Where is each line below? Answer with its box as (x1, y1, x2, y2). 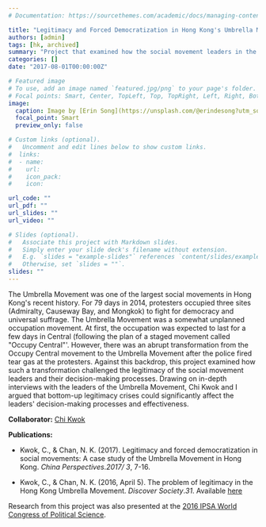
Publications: (8, 429, 53, 439)
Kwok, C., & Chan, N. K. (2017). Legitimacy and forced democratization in (19, 445, 258, 455)
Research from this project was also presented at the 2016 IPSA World (8, 501, 237, 510)
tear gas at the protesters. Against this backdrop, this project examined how (8, 356, 256, 366)
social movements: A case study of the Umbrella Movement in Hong (19, 453, 242, 463)
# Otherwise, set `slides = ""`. (8, 260, 126, 268)
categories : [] (8, 56, 59, 63)
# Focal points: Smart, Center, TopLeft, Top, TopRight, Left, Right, (8, 92, 246, 100)
